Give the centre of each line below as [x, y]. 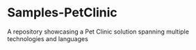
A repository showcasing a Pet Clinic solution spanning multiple [98, 32]
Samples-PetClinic [63, 13]
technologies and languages [48, 38]
